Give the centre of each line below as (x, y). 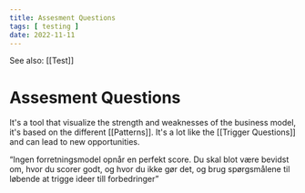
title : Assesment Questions (63, 18)
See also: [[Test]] (42, 61)
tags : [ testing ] (44, 26)
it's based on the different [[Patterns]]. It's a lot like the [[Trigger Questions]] (152, 132)
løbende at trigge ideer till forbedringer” (84, 179)
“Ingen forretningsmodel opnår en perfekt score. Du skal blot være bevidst (149, 159)
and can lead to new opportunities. (75, 142)
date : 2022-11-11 (42, 35)
